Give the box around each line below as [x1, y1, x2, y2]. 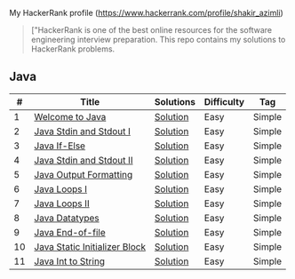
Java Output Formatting [34, 168, 133, 180]
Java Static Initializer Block [34, 240, 147, 252]
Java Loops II [34, 197, 91, 210]
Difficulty [203, 95, 245, 108]
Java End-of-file [34, 226, 106, 238]
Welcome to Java [34, 110, 107, 123]
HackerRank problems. [30, 44, 116, 54]
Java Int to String [34, 255, 105, 267]
